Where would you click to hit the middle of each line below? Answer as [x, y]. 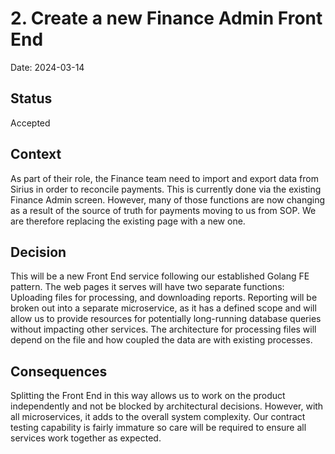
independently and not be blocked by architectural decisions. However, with [167, 406]
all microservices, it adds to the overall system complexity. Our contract [158, 417]
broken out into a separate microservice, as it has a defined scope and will [163, 308]
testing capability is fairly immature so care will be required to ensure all [158, 428]
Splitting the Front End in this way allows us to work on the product [148, 396]
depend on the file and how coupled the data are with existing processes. [161, 340]
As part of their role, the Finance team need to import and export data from [164, 178]
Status [31, 98]
